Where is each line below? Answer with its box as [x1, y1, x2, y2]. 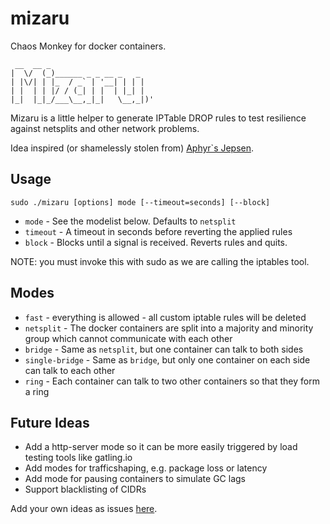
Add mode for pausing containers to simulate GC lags [24, 473, 246, 485]
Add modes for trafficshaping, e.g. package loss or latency [24, 462, 268, 474]
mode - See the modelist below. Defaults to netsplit [24, 215, 237, 227]
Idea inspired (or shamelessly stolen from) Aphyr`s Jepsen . [10, 142, 255, 154]
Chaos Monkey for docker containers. [10, 40, 167, 52]
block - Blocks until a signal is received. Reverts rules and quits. [24, 236, 288, 248]
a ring [24, 385, 50, 397]
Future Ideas [10, 414, 90, 431]
